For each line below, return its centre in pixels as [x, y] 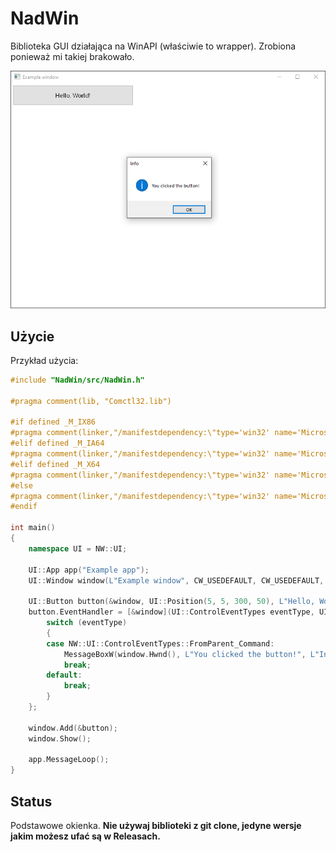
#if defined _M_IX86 [53, 422]
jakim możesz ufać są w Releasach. [85, 836]
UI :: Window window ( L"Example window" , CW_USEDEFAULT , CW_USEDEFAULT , [176, 580]
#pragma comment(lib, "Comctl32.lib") [91, 401]
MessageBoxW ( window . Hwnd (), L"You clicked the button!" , [185, 654]
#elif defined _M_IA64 [57, 443]
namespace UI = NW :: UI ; [78, 548]
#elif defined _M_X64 [55, 464]
